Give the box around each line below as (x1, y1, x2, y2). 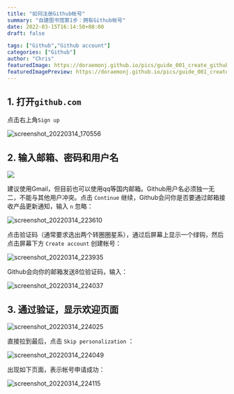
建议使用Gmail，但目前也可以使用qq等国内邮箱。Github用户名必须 (7, 184, 197, 193)
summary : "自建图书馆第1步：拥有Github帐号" (7, 17, 126, 24)
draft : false (7, 29, 45, 37)
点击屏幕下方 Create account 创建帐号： (7, 239, 122, 248)
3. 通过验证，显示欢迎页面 (7, 303, 119, 315)
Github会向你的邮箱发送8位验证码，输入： (7, 268, 128, 276)
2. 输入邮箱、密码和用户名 (7, 152, 119, 163)
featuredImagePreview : (7, 68, 73, 75)
